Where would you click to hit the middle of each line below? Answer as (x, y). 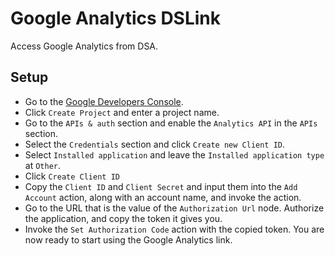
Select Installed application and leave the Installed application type (174, 154)
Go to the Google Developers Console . (104, 101)
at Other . (43, 165)
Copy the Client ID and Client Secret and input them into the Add (161, 186)
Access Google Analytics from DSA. (84, 46)
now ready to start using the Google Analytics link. (128, 239)
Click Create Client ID (72, 176)
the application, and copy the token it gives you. (123, 218)
